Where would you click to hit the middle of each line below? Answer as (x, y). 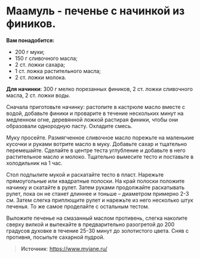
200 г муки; (30, 51)
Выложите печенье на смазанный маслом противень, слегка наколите (97, 218)
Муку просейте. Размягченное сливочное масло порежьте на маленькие (100, 137)
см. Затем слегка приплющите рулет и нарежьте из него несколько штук (100, 200)
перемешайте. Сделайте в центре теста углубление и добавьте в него (96, 150)
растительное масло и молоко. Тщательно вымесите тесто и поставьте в (100, 156)
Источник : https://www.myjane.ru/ (64, 248)
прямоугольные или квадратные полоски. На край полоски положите (96, 181)
